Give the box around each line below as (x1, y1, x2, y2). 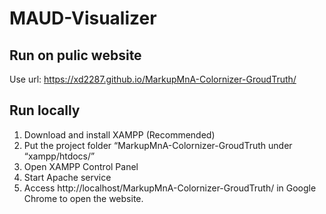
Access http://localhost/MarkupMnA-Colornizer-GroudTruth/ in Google (23, 182, 317, 194)
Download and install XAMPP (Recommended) (23, 128, 216, 141)
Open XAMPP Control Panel (23, 160, 139, 172)
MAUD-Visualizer (9, 7, 157, 30)
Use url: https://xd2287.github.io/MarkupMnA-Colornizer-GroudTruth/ (9, 73, 297, 85)
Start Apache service (23, 171, 112, 183)
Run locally (9, 102, 81, 119)
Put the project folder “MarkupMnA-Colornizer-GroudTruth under (23, 139, 293, 151)
